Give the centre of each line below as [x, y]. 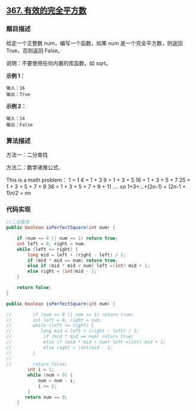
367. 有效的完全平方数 [47, 11]
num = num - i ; [57, 381]
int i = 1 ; [41, 369]
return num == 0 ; [46, 397]
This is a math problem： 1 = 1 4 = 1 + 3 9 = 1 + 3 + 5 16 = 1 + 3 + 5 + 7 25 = [99, 180]
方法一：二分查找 [27, 154]
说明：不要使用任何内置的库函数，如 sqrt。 [59, 63]
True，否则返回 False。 [35, 50]
